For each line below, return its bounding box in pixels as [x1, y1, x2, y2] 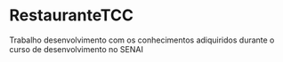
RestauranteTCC [9, 5, 133, 26]
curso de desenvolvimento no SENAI [9, 43, 144, 54]
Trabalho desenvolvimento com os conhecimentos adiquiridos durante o [9, 35, 275, 45]
